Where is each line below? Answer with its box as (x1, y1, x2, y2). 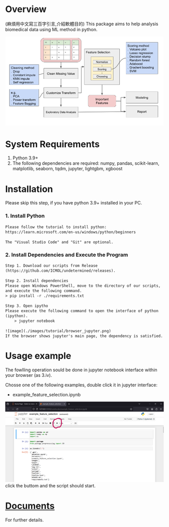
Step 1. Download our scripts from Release (5, 263, 98, 268)
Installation (5, 183, 53, 194)
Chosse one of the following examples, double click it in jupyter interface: (5, 382, 157, 388)
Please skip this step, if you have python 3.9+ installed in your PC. (5, 200, 142, 206)
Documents (5, 500, 55, 512)
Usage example (5, 350, 71, 362)
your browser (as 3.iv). (5, 372, 52, 378)
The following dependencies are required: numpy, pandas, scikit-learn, (12, 160, 159, 166)
